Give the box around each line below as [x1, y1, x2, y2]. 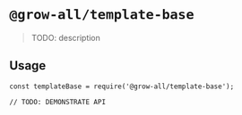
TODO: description [30, 32, 101, 43]
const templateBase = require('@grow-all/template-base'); [9, 82, 235, 91]
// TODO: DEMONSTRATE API [9, 97, 106, 106]
